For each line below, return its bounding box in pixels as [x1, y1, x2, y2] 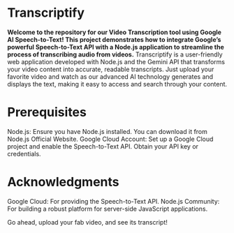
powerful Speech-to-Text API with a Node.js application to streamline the [7, 43, 225, 51]
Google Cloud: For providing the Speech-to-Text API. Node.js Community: [7, 197, 220, 205]
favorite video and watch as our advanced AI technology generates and [7, 72, 214, 81]
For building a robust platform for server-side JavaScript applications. [7, 204, 208, 213]
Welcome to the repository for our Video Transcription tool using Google [7, 28, 222, 36]
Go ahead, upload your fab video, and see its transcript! [7, 218, 168, 226]
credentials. [7, 149, 41, 158]
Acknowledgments [7, 174, 120, 190]
